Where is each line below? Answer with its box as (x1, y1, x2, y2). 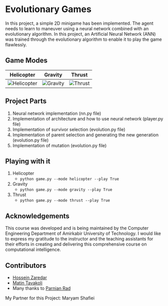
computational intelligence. (5, 247, 61, 253)
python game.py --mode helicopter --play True (20, 176, 119, 182)
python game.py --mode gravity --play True (20, 188, 113, 193)
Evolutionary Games (5, 4, 92, 15)
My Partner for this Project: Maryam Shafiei (5, 295, 95, 301)
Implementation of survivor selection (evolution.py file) (12, 126, 125, 132)
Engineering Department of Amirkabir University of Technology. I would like (5, 230, 161, 236)
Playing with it (5, 157, 51, 165)
